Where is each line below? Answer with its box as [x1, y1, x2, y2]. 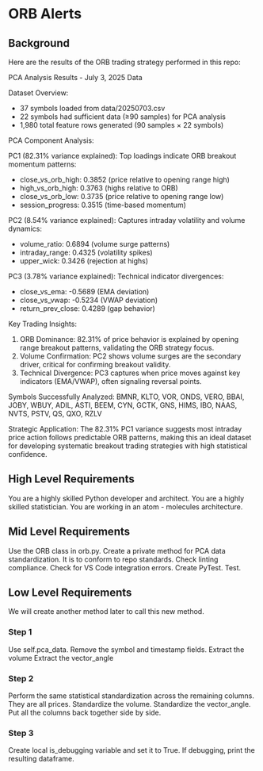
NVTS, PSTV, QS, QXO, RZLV [8, 409, 102, 418]
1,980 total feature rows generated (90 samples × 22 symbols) [19, 121, 224, 129]
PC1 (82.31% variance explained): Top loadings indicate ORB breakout [8, 152, 237, 160]
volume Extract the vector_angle [8, 653, 114, 662]
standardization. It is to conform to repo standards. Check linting [8, 554, 219, 564]
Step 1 [8, 627, 32, 638]
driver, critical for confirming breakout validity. [19, 360, 171, 369]
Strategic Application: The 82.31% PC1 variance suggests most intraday [8, 424, 242, 433]
